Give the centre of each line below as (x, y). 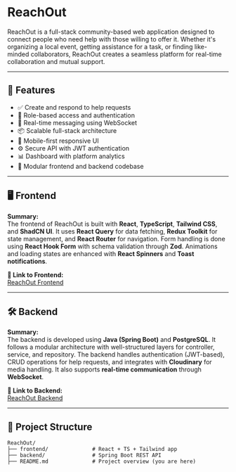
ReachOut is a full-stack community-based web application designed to (111, 32)
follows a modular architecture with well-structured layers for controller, (111, 347)
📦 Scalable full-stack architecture (67, 130)
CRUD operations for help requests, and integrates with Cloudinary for (110, 362)
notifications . (27, 261)
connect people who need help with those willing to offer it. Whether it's (112, 39)
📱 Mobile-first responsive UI (58, 141)
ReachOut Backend (35, 398)
